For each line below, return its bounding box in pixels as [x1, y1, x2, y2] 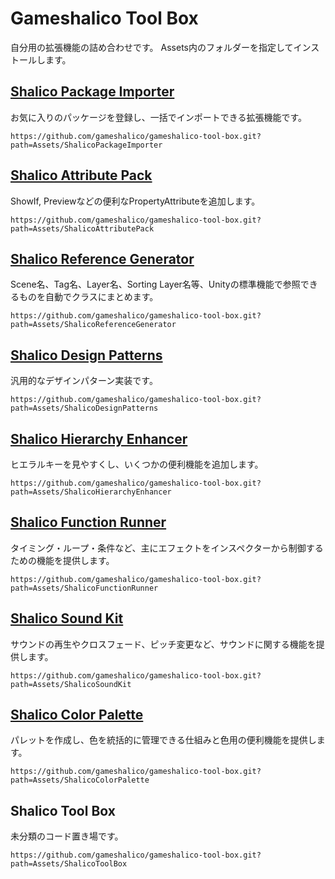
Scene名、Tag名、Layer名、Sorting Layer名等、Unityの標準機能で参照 [10, 278, 301, 291]
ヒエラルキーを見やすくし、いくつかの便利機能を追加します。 [10, 458, 264, 470]
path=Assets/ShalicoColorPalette [10, 775, 150, 786]
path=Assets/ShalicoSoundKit [10, 679, 132, 689]
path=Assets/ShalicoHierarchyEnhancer [10, 487, 172, 497]
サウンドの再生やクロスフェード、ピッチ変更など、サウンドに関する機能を [10, 638, 317, 650]
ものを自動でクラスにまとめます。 [18, 291, 159, 303]
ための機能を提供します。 [10, 554, 115, 566]
